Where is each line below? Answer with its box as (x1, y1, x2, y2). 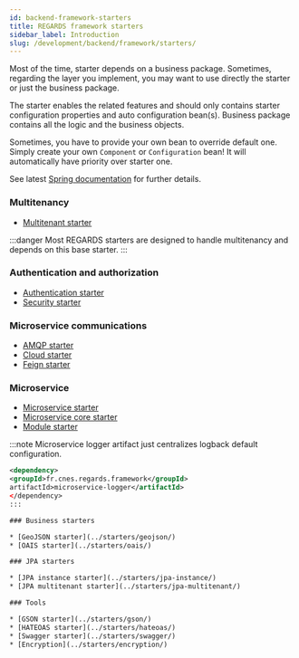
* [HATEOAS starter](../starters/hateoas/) (9, 623, 177, 632)
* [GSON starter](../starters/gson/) (9, 615, 152, 624)
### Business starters (9, 516, 95, 525)
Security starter (22, 296, 82, 308)
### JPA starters (9, 558, 75, 567)
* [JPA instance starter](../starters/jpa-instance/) (9, 574, 217, 583)
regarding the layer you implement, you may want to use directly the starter (9, 73, 291, 84)
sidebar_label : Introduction (9, 30, 120, 39)
